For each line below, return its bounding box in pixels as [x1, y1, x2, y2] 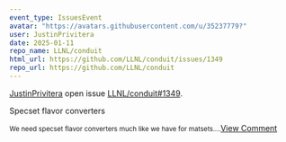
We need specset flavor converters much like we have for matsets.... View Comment [9, 122, 278, 133]
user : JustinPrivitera [9, 30, 94, 39]
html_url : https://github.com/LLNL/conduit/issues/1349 [9, 55, 223, 64]
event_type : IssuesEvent [9, 13, 103, 22]
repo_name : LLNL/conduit [9, 47, 103, 56]
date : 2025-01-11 [9, 38, 75, 48]
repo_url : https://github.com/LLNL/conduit [9, 64, 175, 73]
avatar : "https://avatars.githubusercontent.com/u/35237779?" [9, 22, 247, 31]
